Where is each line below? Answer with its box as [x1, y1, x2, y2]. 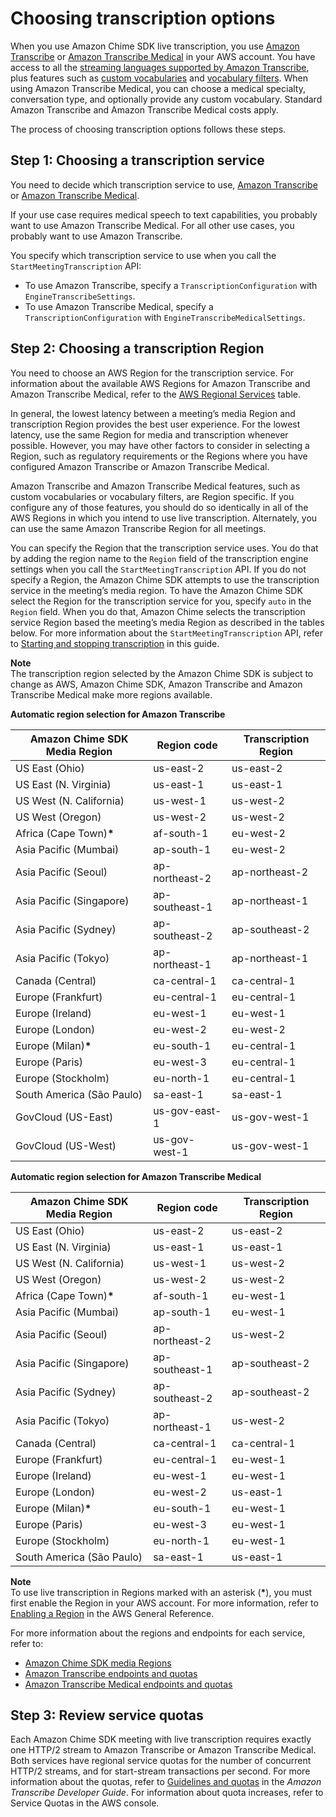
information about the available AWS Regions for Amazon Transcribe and [10, 377, 311, 389]
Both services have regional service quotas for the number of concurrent [10, 1755, 312, 1767]
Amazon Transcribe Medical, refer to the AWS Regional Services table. [10, 388, 302, 400]
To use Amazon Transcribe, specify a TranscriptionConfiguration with [24, 279, 318, 291]
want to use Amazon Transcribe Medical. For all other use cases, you [10, 219, 295, 231]
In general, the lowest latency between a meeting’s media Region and [10, 407, 296, 419]
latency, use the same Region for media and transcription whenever [10, 428, 289, 441]
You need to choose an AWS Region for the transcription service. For [10, 367, 295, 379]
